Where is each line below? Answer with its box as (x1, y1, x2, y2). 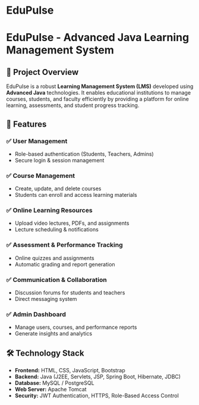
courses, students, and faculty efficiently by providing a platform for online (6, 96, 189, 103)
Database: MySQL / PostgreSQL (14, 379, 94, 387)
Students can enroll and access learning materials (14, 191, 138, 199)
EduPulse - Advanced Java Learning (6, 31, 189, 45)
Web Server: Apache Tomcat (14, 386, 87, 393)
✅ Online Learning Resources (6, 206, 93, 215)
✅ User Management (6, 137, 68, 145)
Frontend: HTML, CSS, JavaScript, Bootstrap (14, 367, 126, 374)
